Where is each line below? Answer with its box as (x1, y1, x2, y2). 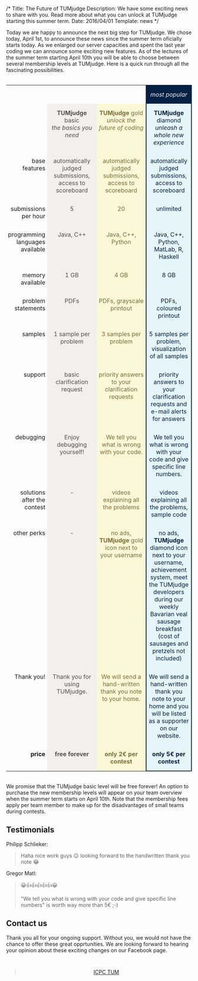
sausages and (149, 640, 189, 647)
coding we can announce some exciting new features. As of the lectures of (6, 48, 189, 55)
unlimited (156, 205, 181, 213)
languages (16, 238, 46, 246)
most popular (150, 91, 187, 98)
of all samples (149, 352, 189, 360)
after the (22, 496, 46, 503)
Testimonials (6, 825, 55, 835)
